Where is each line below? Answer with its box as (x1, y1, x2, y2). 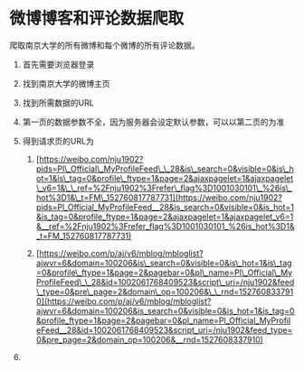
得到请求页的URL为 (22, 135, 95, 146)
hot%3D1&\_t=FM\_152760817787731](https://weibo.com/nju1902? (35, 191, 283, 203)
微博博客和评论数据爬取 (9, 8, 185, 29)
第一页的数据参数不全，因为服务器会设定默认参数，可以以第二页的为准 (22, 116, 285, 127)
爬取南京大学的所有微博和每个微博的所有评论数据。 (9, 40, 200, 51)
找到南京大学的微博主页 (22, 78, 110, 88)
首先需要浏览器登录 (22, 59, 95, 69)
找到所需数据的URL (22, 97, 95, 108)
